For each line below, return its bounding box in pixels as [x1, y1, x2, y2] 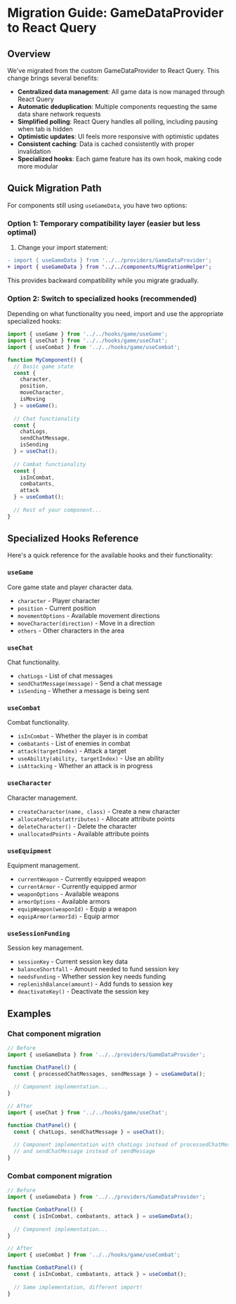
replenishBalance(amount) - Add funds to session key [17, 980, 173, 988]
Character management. [7, 793, 78, 802]
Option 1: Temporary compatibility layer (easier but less [7, 218, 201, 228]
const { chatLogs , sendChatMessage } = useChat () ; [13, 1128, 165, 1135]
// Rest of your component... [13, 506, 102, 513]
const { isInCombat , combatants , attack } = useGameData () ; [13, 1213, 193, 1220]
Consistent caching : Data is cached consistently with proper [17, 140, 195, 148]
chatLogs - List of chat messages [17, 672, 113, 680]
